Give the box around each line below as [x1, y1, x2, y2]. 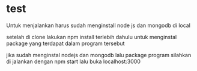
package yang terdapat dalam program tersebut [6, 40, 125, 47]
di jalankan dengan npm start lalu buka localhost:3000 [6, 58, 141, 65]
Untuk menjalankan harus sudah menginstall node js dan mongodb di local [6, 22, 191, 29]
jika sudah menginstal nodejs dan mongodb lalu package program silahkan [6, 51, 192, 58]
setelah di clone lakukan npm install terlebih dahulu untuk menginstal [6, 33, 177, 40]
